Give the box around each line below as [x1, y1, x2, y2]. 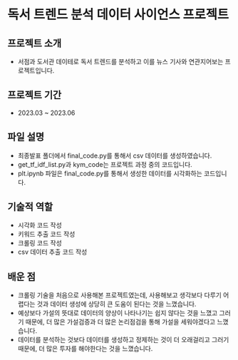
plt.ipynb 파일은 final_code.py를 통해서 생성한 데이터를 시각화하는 [17, 169, 203, 178]
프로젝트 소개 [7, 37, 62, 49]
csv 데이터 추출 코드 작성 [17, 247, 88, 257]
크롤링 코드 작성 [17, 239, 62, 247]
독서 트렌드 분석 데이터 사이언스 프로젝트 [7, 6, 229, 23]
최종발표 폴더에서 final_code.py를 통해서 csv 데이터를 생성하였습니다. [17, 151, 212, 160]
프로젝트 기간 [7, 89, 62, 101]
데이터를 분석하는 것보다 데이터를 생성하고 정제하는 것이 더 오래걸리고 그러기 [17, 336, 229, 344]
